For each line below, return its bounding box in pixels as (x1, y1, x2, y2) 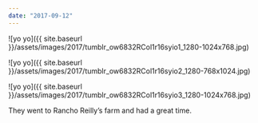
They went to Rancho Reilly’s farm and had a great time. (8, 105, 192, 115)
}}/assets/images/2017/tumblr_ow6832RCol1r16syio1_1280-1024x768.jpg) (8, 42, 249, 52)
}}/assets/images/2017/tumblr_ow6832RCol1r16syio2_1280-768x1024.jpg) (8, 65, 251, 76)
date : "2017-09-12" (8, 11, 73, 20)
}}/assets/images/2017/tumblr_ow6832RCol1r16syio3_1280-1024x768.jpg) (8, 89, 252, 100)
